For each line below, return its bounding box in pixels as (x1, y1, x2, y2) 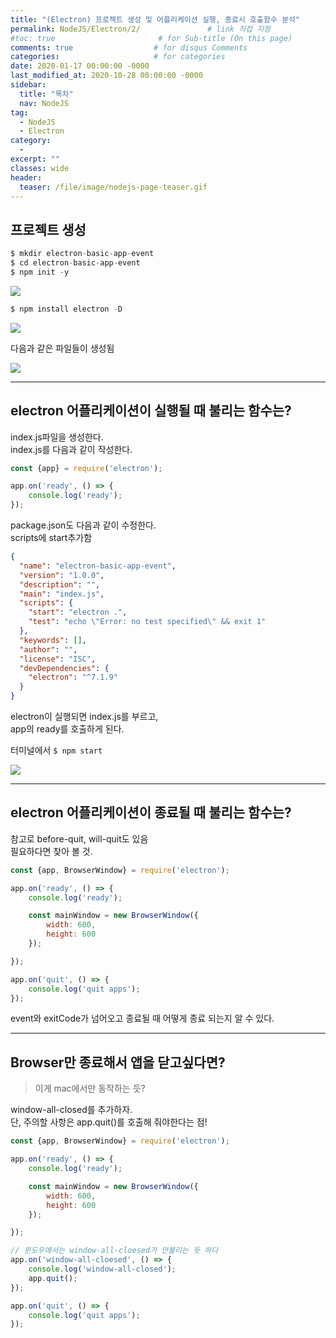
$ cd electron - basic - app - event (10, 258, 141, 268)
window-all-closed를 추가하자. (10, 1104, 133, 1116)
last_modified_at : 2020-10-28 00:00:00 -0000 (10, 71, 203, 81)
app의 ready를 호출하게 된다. (10, 723, 125, 735)
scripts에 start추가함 (10, 532, 93, 543)
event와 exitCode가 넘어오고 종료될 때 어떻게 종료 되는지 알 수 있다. (10, 1012, 275, 1025)
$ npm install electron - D (10, 304, 123, 314)
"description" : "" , (19, 579, 101, 590)
